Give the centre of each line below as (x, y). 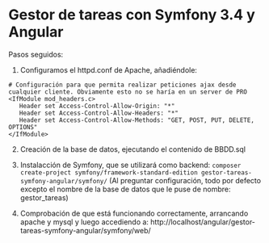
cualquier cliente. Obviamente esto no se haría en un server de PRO (128, 92)
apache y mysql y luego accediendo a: (84, 222)
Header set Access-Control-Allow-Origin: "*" (97, 106)
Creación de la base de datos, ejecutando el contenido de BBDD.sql (133, 149)
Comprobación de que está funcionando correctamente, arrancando (134, 213)
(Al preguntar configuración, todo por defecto (185, 180)
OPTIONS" (23, 127)
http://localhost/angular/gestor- (203, 222)
